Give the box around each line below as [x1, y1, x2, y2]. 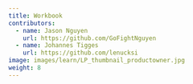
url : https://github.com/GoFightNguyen [23, 34, 157, 42]
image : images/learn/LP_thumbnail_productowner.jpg [8, 57, 185, 65]
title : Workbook [8, 11, 63, 20]
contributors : [8, 19, 56, 27]
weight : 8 [8, 64, 42, 72]
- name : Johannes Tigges [15, 42, 99, 50]
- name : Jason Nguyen [15, 26, 88, 34]
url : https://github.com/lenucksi [23, 49, 138, 57]
